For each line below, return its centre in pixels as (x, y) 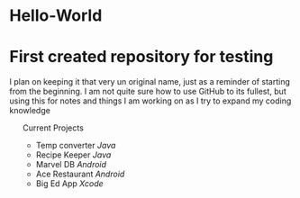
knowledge (30, 111)
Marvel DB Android (71, 165)
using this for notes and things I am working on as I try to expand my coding (150, 101)
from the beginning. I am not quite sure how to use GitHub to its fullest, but (148, 92)
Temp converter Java (76, 146)
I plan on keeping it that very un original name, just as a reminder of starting (150, 82)
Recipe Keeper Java (73, 155)
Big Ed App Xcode (69, 184)
